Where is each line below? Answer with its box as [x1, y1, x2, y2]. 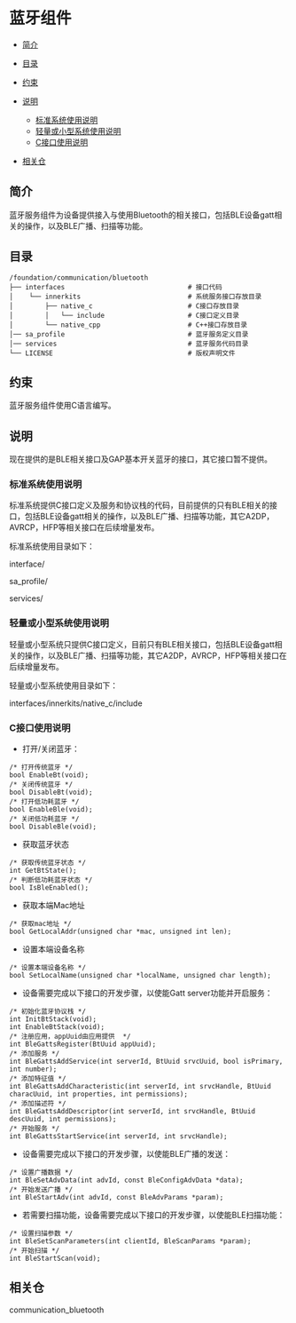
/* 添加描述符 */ [9, 1099, 66, 1108]
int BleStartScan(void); [9, 1254, 101, 1264]
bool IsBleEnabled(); [9, 883, 90, 892]
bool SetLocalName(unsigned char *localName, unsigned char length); [9, 971, 272, 980]
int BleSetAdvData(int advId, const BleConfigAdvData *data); [9, 1176, 244, 1185]
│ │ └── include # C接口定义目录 [9, 311, 239, 320]
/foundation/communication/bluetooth [9, 273, 149, 282]
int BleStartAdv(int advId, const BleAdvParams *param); [9, 1193, 224, 1202]
